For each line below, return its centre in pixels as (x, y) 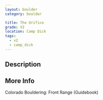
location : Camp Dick (26, 32)
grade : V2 (15, 27)
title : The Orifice (25, 23)
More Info (20, 81)
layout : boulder (21, 9)
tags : (10, 36)
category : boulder (23, 14)
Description (23, 65)
